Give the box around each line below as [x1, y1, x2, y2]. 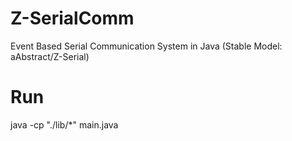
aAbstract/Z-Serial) [10, 50, 90, 62]
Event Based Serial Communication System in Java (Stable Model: [10, 40, 283, 52]
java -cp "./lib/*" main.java [10, 118, 119, 131]
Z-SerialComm [10, 7, 135, 30]
